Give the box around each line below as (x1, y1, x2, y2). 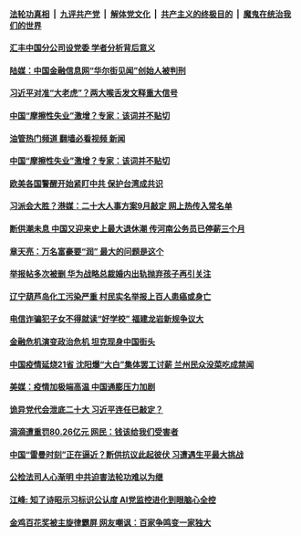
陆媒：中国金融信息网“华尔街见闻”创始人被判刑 (9, 65, 187, 76)
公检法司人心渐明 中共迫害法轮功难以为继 (9, 471, 164, 483)
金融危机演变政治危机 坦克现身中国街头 (9, 336, 156, 347)
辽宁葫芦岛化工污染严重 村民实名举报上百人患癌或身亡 (9, 290, 212, 301)
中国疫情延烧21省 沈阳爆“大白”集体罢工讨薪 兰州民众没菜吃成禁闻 (9, 359, 254, 370)
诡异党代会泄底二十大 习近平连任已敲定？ (9, 404, 164, 415)
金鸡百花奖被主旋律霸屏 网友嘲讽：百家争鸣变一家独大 (9, 517, 212, 528)
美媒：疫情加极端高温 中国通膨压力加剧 (9, 382, 156, 393)
